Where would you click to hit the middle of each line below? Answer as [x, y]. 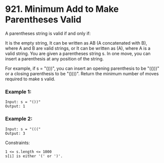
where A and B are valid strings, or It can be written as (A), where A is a [78, 48]
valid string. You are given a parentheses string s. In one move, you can [78, 54]
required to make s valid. [30, 79]
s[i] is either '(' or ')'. [34, 156]
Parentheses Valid [43, 20]
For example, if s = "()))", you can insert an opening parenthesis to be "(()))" [82, 68]
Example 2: [19, 119]
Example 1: [18, 92]
